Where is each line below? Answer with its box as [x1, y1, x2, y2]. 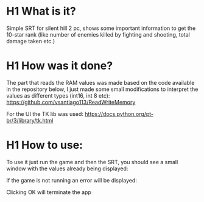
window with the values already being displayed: [6, 165, 128, 172]
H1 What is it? [6, 4, 76, 18]
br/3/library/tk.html [6, 117, 54, 124]
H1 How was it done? [6, 59, 113, 73]
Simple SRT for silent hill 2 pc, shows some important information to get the [6, 24, 196, 32]
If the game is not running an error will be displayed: [6, 176, 137, 184]
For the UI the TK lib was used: [6, 110, 84, 117]
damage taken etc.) [6, 37, 55, 45]
